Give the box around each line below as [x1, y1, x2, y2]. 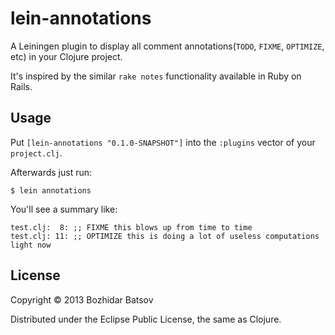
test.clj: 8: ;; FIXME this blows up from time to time [10, 222, 253, 232]
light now [10, 240, 52, 250]
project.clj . [10, 147, 63, 159]
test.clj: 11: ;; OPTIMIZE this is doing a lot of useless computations [10, 231, 320, 241]
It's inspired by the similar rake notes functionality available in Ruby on [10, 70, 302, 82]
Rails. [10, 80, 33, 92]
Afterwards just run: [10, 166, 93, 178]
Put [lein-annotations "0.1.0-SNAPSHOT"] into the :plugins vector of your [10, 136, 316, 148]
